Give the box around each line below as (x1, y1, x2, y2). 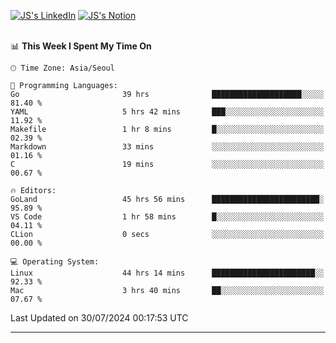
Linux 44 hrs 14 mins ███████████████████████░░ (10, 268, 325, 278)
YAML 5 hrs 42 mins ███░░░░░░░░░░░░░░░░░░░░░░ (10, 107, 325, 117)
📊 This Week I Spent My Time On (10, 40, 152, 52)
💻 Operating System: (10, 257, 100, 267)
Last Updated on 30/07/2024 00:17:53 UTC (10, 312, 189, 324)
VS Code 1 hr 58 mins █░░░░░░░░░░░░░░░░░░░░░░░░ (10, 212, 325, 222)
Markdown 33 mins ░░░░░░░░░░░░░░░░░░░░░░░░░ (10, 142, 325, 152)
